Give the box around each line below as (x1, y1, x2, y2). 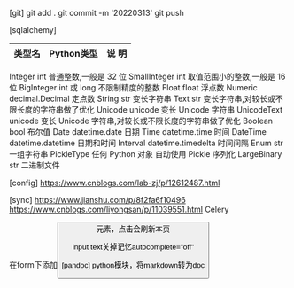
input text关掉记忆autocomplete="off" (72, 243, 195, 252)
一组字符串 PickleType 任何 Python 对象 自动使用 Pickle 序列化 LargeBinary (9, 149, 282, 159)
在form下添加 (9, 259, 58, 269)
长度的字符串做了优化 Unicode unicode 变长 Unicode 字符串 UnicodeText (16, 105, 283, 114)
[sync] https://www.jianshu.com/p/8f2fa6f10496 (9, 195, 186, 205)
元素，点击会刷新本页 (96, 225, 171, 234)
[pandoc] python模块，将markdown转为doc (61, 261, 205, 269)
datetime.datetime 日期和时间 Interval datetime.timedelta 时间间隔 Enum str (9, 137, 283, 148)
